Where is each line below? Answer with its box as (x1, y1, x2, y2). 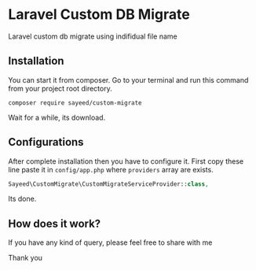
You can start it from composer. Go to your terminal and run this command (8, 75, 249, 84)
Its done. (8, 194, 37, 204)
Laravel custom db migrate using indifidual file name (8, 31, 178, 41)
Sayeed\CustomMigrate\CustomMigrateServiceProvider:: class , (8, 179, 210, 188)
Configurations (8, 135, 84, 149)
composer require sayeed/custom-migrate (8, 98, 143, 107)
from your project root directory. (8, 83, 112, 93)
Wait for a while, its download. (8, 113, 106, 122)
